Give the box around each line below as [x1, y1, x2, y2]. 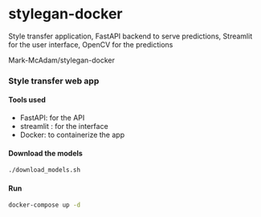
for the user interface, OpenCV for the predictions [8, 39, 173, 49]
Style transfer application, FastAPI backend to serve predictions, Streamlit [8, 31, 253, 41]
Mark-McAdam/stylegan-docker [8, 55, 115, 65]
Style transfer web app [8, 75, 100, 86]
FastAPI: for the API [19, 113, 85, 123]
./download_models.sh [8, 166, 81, 175]
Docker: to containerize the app [19, 130, 125, 140]
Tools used [8, 95, 47, 105]
